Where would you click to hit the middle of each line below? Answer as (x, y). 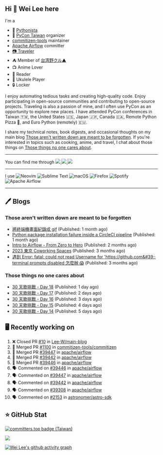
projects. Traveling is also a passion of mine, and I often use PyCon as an (78, 106)
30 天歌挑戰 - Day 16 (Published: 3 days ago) (57, 299)
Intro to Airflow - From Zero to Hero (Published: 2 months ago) (74, 245)
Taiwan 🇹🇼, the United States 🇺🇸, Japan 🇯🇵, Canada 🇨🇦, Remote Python (81, 117)
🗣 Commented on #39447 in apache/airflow (57, 375)
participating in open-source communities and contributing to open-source (80, 101)
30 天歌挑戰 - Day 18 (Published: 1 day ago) (55, 287)
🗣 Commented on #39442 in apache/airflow (57, 383)
